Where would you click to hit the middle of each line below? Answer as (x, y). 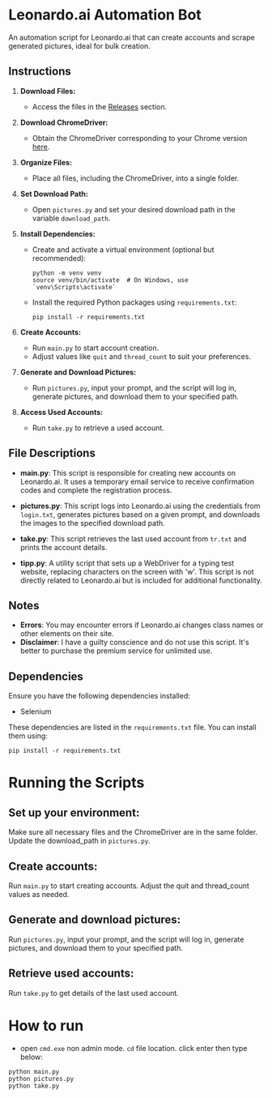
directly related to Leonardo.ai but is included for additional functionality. (141, 580)
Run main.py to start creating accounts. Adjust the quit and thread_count (129, 886)
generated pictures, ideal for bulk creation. (80, 45)
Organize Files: (46, 162)
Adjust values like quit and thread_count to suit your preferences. (142, 356)
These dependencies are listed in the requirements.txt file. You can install (132, 728)
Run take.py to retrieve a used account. (98, 428)
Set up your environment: (74, 812)
